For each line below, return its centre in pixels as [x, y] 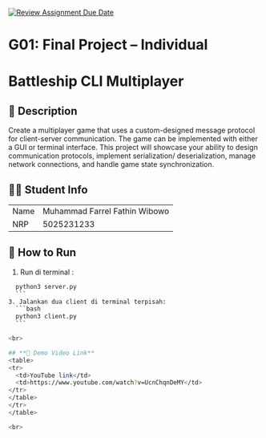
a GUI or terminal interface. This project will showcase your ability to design [133, 148]
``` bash [28, 309]
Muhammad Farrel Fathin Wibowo [106, 211]
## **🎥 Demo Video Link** [51, 353]
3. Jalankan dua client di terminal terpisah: [87, 302]
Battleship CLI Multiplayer [96, 81]
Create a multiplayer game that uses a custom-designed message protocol [132, 130]
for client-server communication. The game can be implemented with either [133, 139]
